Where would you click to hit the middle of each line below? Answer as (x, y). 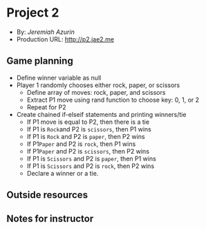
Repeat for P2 (46, 107)
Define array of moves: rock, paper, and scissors (96, 92)
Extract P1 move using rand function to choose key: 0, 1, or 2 (113, 100)
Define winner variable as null (59, 77)
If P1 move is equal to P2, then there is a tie (88, 122)
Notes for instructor (50, 218)
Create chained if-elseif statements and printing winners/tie (101, 114)
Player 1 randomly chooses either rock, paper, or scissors (98, 85)
